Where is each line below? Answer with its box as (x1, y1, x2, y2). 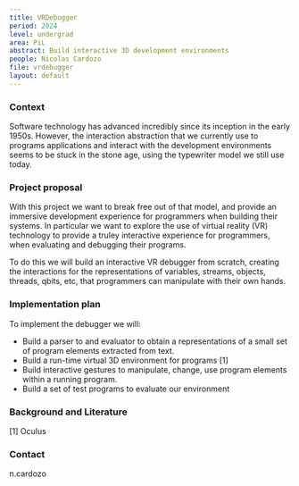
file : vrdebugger (9, 63, 74, 72)
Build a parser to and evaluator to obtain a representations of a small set (21, 336, 288, 347)
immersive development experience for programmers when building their (9, 211, 278, 222)
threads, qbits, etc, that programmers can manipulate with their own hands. (9, 276, 287, 287)
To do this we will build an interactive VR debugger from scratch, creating (9, 256, 279, 268)
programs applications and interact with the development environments (9, 140, 272, 151)
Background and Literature (9, 406, 128, 418)
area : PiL (9, 38, 46, 47)
